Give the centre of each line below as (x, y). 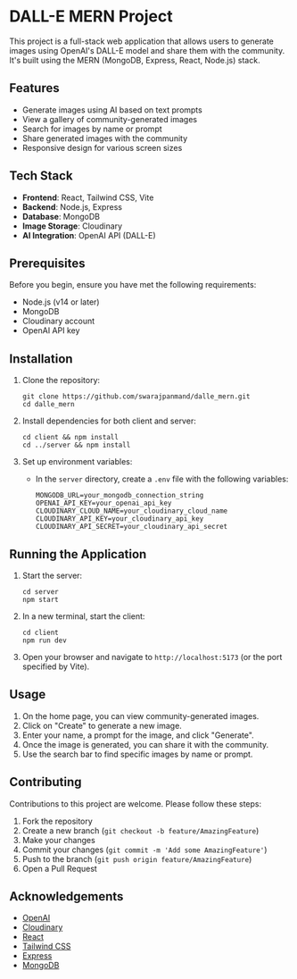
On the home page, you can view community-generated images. (140, 715)
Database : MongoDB (61, 216)
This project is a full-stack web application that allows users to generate (141, 41)
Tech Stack (41, 176)
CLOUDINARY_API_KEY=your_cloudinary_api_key (120, 519)
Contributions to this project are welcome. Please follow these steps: (136, 803)
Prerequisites (47, 263)
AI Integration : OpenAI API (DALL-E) (89, 235)
